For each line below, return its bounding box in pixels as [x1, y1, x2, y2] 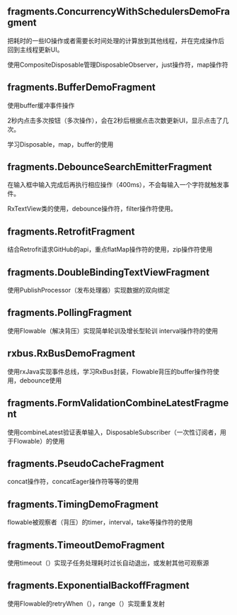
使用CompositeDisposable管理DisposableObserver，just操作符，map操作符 [7, 60, 229, 69]
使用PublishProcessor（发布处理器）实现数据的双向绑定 [7, 286, 170, 295]
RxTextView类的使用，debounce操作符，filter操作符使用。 [7, 205, 177, 213]
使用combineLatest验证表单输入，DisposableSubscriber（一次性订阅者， [7, 428, 221, 436]
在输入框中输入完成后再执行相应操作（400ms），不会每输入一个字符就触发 [7, 181, 224, 189]
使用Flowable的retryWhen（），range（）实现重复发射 [7, 599, 166, 608]
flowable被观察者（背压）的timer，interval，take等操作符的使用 [7, 518, 193, 526]
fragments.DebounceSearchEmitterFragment [7, 161, 212, 173]
